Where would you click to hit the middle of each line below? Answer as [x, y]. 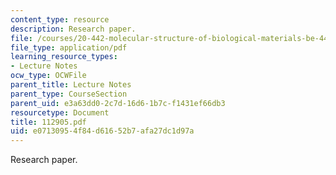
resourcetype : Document [60, 112]
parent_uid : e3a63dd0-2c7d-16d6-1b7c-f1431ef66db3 [118, 103]
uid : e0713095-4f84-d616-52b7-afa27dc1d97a [102, 131]
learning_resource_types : [64, 57]
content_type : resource [60, 19]
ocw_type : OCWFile [48, 76]
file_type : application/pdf [69, 47]
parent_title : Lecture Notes [71, 85]
